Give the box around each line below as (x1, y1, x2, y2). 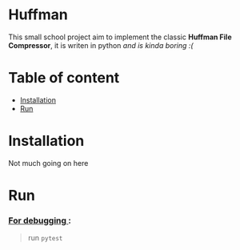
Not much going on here (8, 158, 89, 167)
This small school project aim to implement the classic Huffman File (8, 32, 232, 42)
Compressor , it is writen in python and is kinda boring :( (8, 40, 194, 50)
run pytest (27, 233, 63, 243)
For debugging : (8, 215, 72, 226)
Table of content (8, 69, 120, 87)
